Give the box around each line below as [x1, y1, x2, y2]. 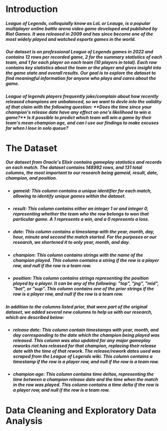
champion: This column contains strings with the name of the [12, 252, 143, 258]
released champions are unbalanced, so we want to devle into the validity [5, 98, 162, 104]
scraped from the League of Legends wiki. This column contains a [12, 353, 153, 359]
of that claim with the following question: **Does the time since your [5, 104, 152, 110]
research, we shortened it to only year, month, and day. [12, 239, 131, 245]
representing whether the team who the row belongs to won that [12, 211, 149, 217]
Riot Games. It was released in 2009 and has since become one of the [5, 31, 154, 37]
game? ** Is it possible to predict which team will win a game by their [5, 114, 152, 120]
